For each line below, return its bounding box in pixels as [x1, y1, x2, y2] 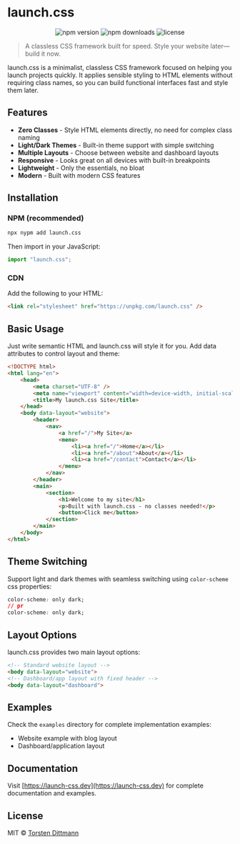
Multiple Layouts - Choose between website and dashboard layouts [17, 148, 219, 157]
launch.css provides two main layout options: [7, 648, 141, 657]
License [7, 810, 44, 822]
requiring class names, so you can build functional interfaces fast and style [7, 78, 229, 86]
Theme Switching [7, 556, 88, 568]
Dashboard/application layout [17, 742, 105, 750]
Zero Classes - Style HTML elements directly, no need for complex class [17, 126, 233, 134]
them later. [7, 86, 39, 94]
